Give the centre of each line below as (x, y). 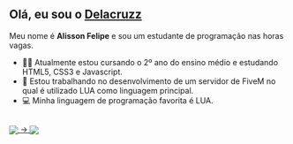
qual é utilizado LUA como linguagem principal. (108, 90)
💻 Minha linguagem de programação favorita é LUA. (117, 100)
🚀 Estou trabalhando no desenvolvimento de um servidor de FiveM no (149, 81)
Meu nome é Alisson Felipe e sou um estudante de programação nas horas (146, 35)
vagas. (21, 45)
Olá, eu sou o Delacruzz (76, 15)
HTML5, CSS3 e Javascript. (72, 72)
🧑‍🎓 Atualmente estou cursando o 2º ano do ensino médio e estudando (150, 62)
